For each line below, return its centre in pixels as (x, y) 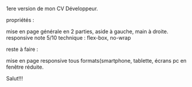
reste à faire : (22, 49)
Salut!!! (15, 78)
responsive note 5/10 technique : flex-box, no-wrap (69, 38)
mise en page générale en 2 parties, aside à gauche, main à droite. (87, 31)
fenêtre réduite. (25, 67)
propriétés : (20, 20)
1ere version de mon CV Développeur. (52, 9)
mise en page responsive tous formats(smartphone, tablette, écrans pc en (97, 61)
